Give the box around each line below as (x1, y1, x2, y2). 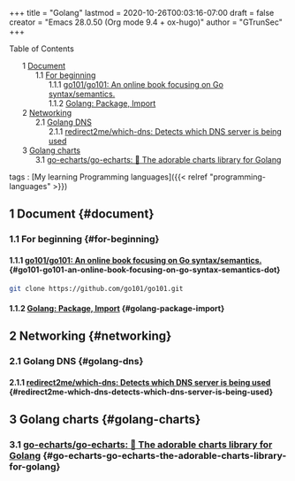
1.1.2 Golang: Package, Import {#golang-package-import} (9, 302, 225, 313)
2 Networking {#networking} (9, 329, 172, 344)
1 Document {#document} (9, 207, 155, 222)
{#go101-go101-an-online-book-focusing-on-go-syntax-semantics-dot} (9, 264, 281, 275)
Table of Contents (9, 43, 75, 54)
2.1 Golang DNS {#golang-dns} (9, 355, 144, 368)
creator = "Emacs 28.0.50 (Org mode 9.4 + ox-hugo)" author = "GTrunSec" (9, 17, 283, 27)
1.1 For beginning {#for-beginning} (9, 233, 160, 246)
